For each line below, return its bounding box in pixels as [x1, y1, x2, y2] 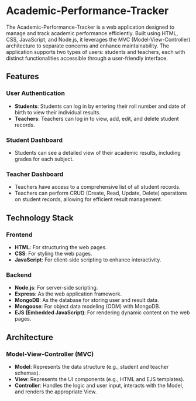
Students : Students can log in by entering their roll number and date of [14, 103, 186, 110]
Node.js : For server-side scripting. [14, 284, 98, 291]
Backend [6, 271, 32, 279]
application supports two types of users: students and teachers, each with [6, 48, 185, 55]
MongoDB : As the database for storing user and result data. [14, 297, 159, 304]
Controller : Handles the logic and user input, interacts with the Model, [14, 382, 184, 389]
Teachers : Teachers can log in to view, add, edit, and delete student [14, 115, 180, 122]
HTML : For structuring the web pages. [14, 243, 107, 250]
